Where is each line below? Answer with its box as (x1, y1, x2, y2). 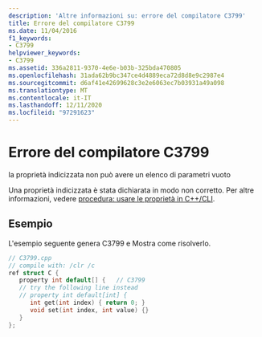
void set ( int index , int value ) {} (29, 306, 149, 314)
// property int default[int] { (18, 291, 128, 299)
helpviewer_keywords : (8, 49, 81, 57)
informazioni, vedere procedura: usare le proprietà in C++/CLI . (8, 193, 215, 203)
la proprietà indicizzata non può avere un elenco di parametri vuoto (8, 169, 231, 179)
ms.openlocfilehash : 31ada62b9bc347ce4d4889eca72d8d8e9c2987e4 (8, 71, 225, 79)
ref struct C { (8, 269, 59, 277)
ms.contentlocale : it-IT (8, 94, 92, 102)
